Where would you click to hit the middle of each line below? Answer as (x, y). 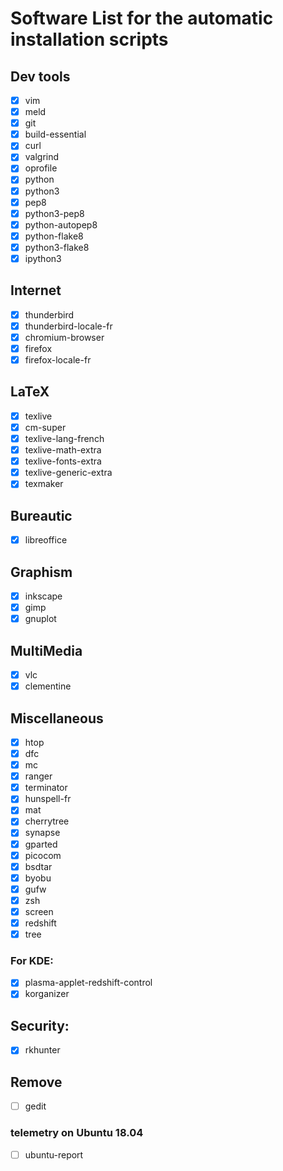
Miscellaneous (57, 718)
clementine (48, 686)
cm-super (45, 427)
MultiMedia (46, 650)
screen (39, 911)
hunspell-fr (48, 799)
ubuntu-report (54, 1154)
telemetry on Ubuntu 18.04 (77, 1133)
